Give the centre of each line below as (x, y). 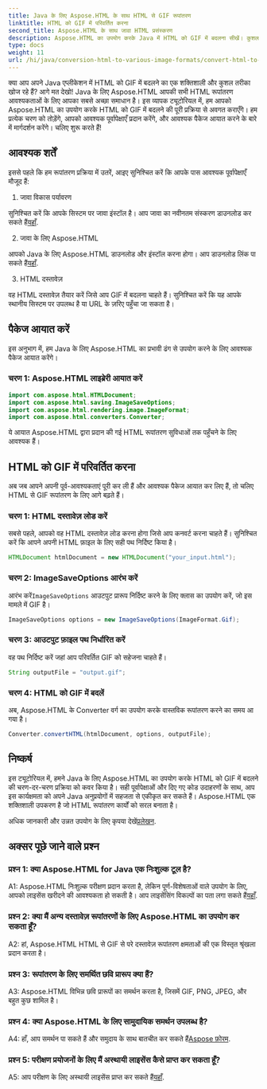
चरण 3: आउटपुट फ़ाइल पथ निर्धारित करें (67, 640)
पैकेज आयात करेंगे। (33, 357)
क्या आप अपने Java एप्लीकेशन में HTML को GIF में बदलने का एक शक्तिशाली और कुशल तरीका (130, 82)
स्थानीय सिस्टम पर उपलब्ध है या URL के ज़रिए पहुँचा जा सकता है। (91, 304)
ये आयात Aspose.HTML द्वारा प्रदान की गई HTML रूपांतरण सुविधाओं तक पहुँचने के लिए (122, 433)
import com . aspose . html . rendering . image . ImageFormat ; (99, 410)
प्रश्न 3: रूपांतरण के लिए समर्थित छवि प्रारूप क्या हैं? (81, 974)
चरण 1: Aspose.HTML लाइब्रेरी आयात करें (75, 378)
